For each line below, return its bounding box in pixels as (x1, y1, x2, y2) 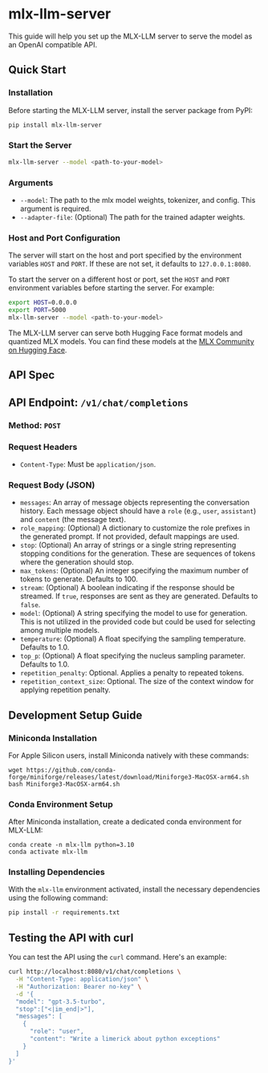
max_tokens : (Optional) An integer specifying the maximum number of (19, 566, 249, 576)
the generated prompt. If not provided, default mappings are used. (19, 532, 240, 541)
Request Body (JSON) (8, 479, 95, 490)
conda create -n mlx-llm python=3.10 (8, 841, 135, 849)
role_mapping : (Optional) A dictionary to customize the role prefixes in (19, 523, 250, 533)
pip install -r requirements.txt (8, 909, 120, 917)
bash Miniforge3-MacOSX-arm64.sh (8, 779, 120, 788)
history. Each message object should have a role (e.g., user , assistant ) (19, 506, 257, 516)
